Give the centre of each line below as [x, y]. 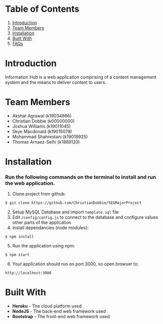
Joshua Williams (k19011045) [41, 126]
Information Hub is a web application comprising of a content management [81, 77]
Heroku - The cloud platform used [47, 306]
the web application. [30, 183]
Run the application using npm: [43, 246]
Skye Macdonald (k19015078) [42, 131]
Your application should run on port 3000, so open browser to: [75, 264]
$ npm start [17, 255]
